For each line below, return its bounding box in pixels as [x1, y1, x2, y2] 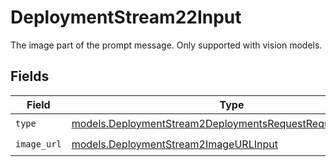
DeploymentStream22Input [10, 6, 242, 29]
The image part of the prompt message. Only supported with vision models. [10, 39, 323, 51]
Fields [10, 68, 50, 85]
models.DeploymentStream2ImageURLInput [71, 137, 278, 151]
